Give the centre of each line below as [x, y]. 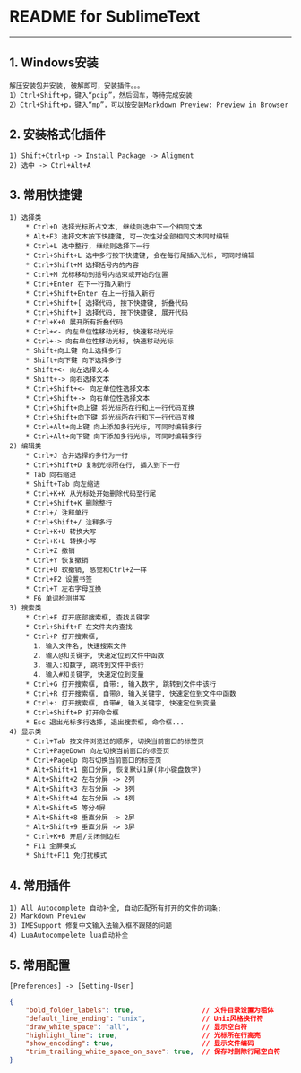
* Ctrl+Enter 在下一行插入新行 [78, 284]
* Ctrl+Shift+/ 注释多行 [69, 523]
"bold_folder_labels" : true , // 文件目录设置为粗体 [150, 1010]
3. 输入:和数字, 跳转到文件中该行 [89, 665]
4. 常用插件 [40, 885]
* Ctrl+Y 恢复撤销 [57, 561]
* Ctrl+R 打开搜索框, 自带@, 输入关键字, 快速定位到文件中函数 [131, 694]
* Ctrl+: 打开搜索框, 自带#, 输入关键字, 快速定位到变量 [121, 704]
